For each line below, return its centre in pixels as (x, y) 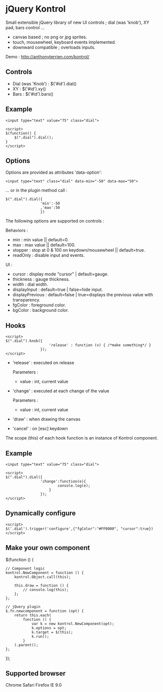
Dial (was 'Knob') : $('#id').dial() (44, 84)
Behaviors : (17, 230)
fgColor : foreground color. (39, 305)
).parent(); (26, 645)
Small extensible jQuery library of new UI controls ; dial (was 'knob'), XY (77, 22)
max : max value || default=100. (44, 245)
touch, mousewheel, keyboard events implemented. (64, 42)
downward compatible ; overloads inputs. (54, 47)
